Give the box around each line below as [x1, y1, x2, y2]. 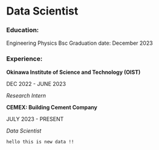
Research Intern [6, 92, 47, 99]
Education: [6, 26, 39, 34]
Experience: [6, 54, 43, 63]
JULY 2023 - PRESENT [6, 115, 64, 122]
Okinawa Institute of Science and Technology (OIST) [6, 68, 141, 76]
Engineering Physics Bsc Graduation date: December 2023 [6, 39, 153, 47]
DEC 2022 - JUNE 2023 [6, 80, 67, 87]
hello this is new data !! [6, 139, 74, 145]
